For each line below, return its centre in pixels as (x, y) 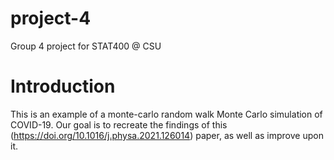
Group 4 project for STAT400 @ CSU (86, 46)
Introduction (63, 86)
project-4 (51, 18)
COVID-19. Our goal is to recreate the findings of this (119, 124)
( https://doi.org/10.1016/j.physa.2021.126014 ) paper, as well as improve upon (167, 135)
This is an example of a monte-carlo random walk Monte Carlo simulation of (166, 114)
